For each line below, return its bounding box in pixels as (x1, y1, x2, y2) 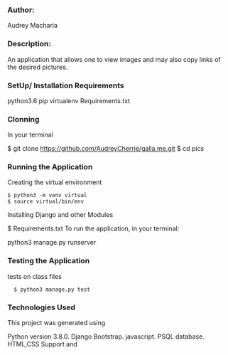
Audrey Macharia (7, 21, 58, 30)
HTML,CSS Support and (7, 340, 78, 349)
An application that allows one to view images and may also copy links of (7, 55, 222, 63)
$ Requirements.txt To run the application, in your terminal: (7, 224, 180, 233)
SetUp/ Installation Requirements (7, 80, 124, 90)
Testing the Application (7, 256, 90, 266)
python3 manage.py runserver (7, 238, 97, 247)
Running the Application (7, 162, 93, 172)
